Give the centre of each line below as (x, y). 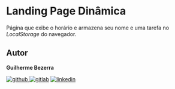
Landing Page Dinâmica (66, 11)
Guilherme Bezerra (30, 67)
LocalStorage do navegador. (41, 34)
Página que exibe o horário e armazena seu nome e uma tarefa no (88, 28)
